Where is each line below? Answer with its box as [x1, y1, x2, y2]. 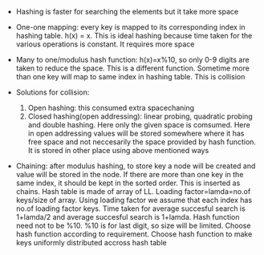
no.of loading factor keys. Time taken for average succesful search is [15, 204, 246, 213]
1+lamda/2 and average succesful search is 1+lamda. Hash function [15, 212, 240, 221]
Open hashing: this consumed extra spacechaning [27, 103, 195, 112]
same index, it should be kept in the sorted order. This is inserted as [15, 178, 241, 188]
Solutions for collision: [15, 87, 90, 97]
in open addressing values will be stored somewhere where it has [27, 128, 245, 138]
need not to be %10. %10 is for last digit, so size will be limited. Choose [15, 221, 251, 230]
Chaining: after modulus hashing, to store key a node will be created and [15, 161, 256, 171]
